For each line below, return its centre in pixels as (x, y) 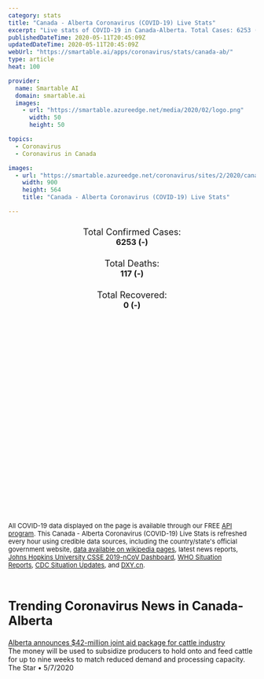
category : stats (35, 15)
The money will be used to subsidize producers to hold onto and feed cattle (130, 651)
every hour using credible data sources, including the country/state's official (123, 542)
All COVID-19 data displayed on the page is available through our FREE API (120, 526)
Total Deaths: (132, 263)
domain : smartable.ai (51, 95)
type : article (31, 60)
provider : (24, 81)
